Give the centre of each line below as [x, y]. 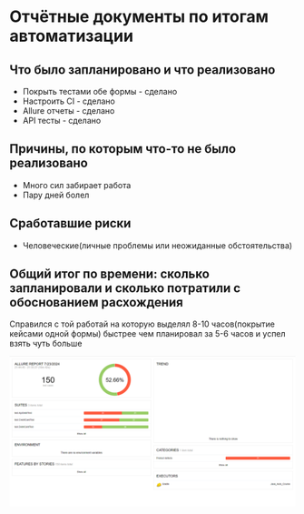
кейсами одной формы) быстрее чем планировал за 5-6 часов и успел [147, 334]
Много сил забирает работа [77, 185]
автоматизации [72, 36]
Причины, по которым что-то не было [123, 149]
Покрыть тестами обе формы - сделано [100, 91]
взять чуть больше [46, 344]
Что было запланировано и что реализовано [142, 70]
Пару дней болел [56, 195]
